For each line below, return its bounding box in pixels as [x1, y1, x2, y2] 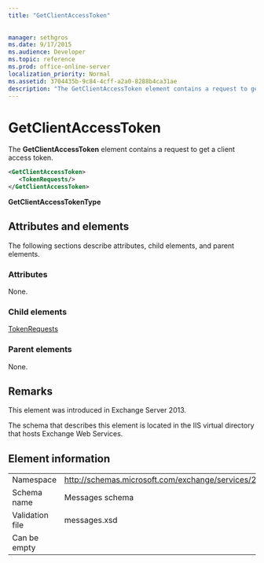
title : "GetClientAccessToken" [8, 11, 111, 20]
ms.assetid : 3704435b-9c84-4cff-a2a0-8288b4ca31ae [8, 77, 178, 85]
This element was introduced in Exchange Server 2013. [8, 406, 187, 415]
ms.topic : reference [8, 56, 76, 64]
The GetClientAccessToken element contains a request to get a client [8, 145, 236, 154]
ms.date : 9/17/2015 [8, 41, 72, 49]
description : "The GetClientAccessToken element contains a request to [8, 84, 247, 93]
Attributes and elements [8, 220, 130, 233]
